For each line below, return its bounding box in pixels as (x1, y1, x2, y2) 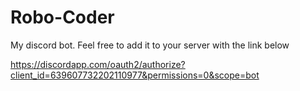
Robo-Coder (10, 6, 115, 29)
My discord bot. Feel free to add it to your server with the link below (10, 39, 290, 51)
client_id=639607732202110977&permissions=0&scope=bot (10, 69, 260, 81)
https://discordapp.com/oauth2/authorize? (10, 58, 186, 70)
